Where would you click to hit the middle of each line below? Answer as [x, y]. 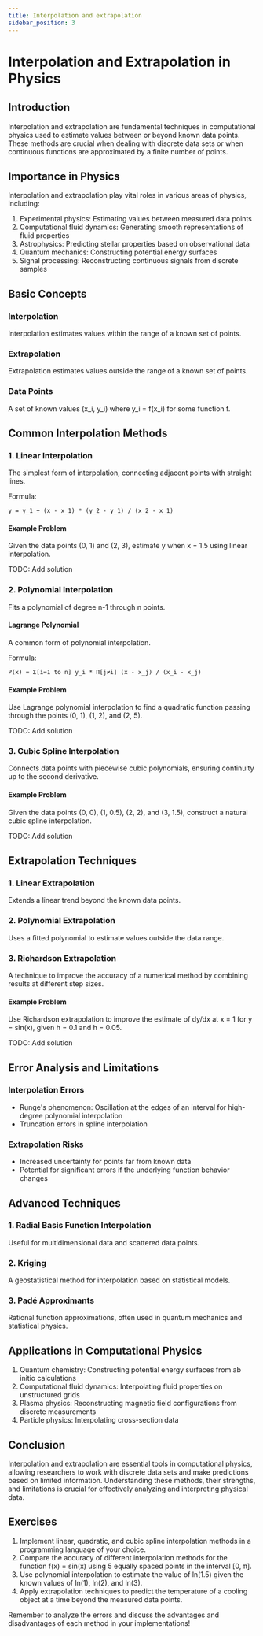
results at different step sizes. [56, 983]
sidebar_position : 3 [42, 23]
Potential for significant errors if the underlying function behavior [124, 1170]
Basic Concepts [47, 293]
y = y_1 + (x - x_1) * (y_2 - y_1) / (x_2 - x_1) [91, 511]
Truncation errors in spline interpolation [83, 1124]
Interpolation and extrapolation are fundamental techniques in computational [132, 126]
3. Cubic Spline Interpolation [64, 751]
